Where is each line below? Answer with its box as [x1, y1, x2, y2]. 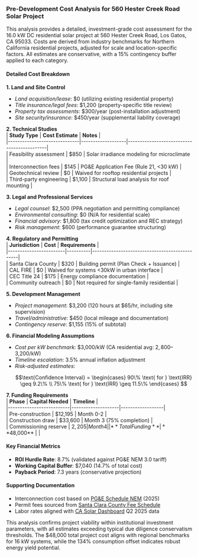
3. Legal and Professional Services [6, 193, 93, 200]
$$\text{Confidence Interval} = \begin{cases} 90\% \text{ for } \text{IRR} [15, 374, 192, 381]
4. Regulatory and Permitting [6, 235, 79, 242]
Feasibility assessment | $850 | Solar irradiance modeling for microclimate [9, 150, 190, 158]
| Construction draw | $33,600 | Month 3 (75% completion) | [6, 416, 153, 424]
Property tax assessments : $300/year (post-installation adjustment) [14, 108, 180, 115]
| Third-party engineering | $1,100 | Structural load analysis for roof [6, 175, 170, 183]
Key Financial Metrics [6, 442, 61, 450]
